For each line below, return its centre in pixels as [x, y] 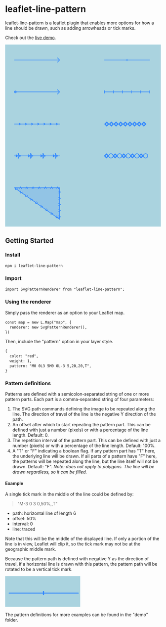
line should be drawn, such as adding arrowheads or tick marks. [70, 28]
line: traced [24, 529]
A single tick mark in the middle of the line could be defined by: [69, 494]
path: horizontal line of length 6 [44, 513]
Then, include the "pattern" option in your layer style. [59, 341]
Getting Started [29, 241]
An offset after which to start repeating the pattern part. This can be [81, 424]
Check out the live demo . [31, 38]
